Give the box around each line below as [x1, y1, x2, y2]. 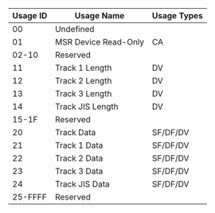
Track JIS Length [54, 101, 119, 112]
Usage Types [151, 10, 203, 21]
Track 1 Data [54, 140, 104, 150]
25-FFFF [12, 192, 47, 202]
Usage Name [74, 10, 125, 21]
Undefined [54, 24, 95, 34]
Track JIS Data [54, 179, 110, 189]
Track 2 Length [54, 76, 112, 86]
